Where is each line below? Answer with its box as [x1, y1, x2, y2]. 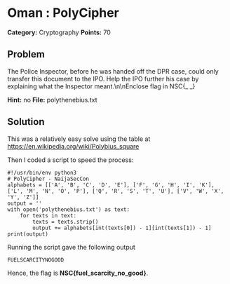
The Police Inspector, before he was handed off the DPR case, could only [7, 67, 219, 75]
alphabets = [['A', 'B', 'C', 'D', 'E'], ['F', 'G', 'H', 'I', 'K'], [7, 181, 215, 189]
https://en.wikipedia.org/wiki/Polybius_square [7, 142, 140, 150]
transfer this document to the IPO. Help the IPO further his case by [7, 74, 199, 83]
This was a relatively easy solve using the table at [7, 135, 151, 143]
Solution [7, 116, 45, 128]
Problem [7, 48, 46, 60]
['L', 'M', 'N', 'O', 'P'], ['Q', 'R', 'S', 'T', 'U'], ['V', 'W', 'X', [7, 187, 224, 194]
